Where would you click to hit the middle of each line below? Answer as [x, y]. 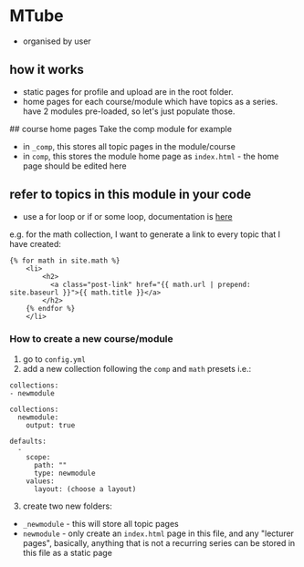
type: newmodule [64, 473]
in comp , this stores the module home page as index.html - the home [151, 156]
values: [40, 481]
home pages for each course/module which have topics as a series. [150, 101]
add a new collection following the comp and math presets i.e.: [137, 368]
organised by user [57, 41]
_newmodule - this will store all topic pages [101, 523]
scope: [38, 457]
